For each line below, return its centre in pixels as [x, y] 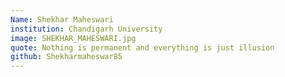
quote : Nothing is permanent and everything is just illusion [142, 47]
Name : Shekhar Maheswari [62, 19]
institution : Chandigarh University [86, 29]
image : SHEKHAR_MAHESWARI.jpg [73, 38]
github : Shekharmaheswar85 [66, 57]
